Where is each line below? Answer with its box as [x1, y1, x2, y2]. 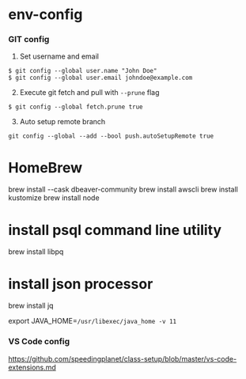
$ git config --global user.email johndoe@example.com [8, 74, 193, 82]
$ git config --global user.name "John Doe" [8, 67, 157, 75]
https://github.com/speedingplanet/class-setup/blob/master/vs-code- [8, 354, 237, 363]
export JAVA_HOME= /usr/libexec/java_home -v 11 [8, 316, 176, 326]
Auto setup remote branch [19, 117, 106, 127]
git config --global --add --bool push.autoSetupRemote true [8, 132, 214, 140]
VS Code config [8, 336, 70, 347]
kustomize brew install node [8, 193, 100, 203]
